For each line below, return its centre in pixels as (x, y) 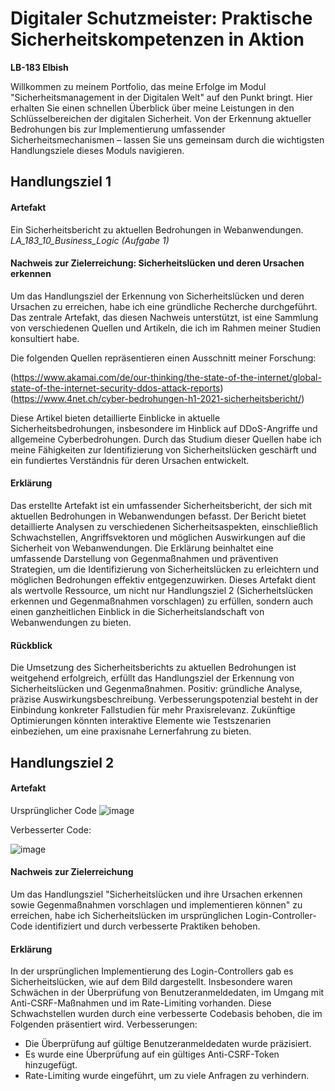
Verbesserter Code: (51, 829)
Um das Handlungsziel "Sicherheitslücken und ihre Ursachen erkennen (156, 894)
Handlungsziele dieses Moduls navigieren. (97, 150)
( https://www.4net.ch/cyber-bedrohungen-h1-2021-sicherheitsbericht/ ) (157, 398)
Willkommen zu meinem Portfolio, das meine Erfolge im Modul (138, 86)
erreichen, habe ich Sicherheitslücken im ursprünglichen (126, 915)
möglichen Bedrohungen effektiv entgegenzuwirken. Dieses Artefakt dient (163, 579)
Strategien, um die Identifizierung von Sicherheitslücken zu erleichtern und (164, 569)
